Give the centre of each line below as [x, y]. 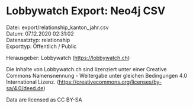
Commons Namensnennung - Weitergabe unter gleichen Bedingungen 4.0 [97, 75]
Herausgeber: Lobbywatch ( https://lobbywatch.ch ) [68, 58]
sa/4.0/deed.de [25, 88]
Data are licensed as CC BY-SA [44, 100]
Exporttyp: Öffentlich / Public [41, 46]
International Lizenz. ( [33, 82]
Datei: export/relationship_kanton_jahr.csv [57, 27]
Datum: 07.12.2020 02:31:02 [40, 33]
